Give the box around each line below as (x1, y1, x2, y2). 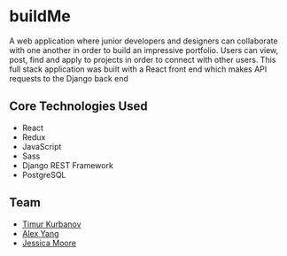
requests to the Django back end (9, 73, 128, 83)
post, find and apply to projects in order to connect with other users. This (9, 54, 276, 65)
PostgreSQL (21, 169, 66, 180)
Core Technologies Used (9, 99, 148, 114)
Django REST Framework (21, 159, 113, 170)
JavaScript (21, 141, 62, 151)
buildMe (9, 6, 71, 27)
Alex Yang (21, 228, 59, 238)
